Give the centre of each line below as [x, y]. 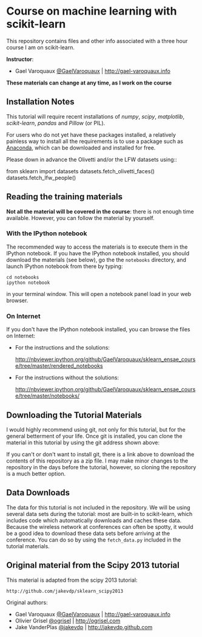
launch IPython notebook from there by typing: [65, 266]
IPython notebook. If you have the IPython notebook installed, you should [98, 253]
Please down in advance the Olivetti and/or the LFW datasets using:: [92, 159]
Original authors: [27, 602]
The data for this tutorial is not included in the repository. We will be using [98, 507]
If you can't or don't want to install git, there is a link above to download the [100, 454]
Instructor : [20, 59]
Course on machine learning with [92, 11]
